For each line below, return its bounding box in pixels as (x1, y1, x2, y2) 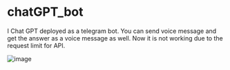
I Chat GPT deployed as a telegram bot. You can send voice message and (7, 27, 217, 35)
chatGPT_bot (7, 4, 84, 20)
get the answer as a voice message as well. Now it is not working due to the (7, 34, 223, 42)
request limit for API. (7, 41, 66, 49)
